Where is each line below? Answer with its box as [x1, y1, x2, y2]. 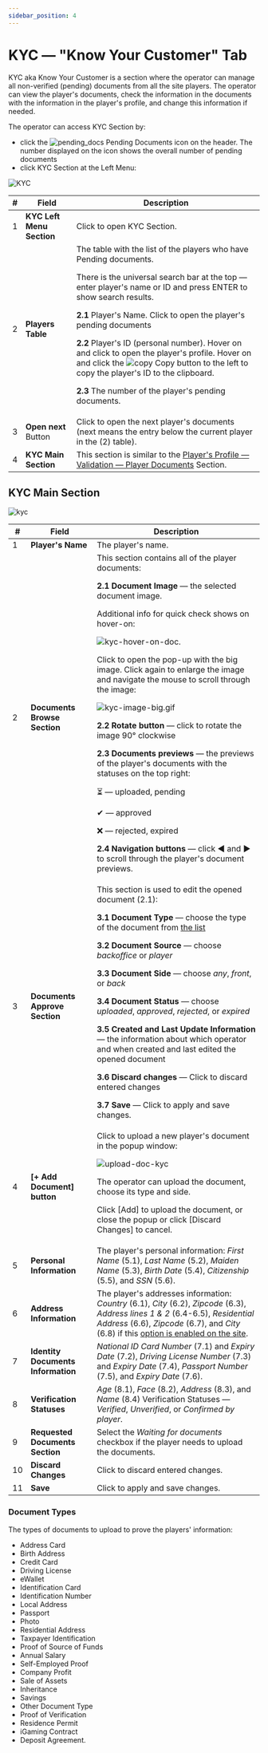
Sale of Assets [19, 1676, 68, 1685]
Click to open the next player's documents [76, 416, 235, 427]
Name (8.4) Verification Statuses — [97, 1394, 231, 1405]
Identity [30, 1346, 61, 1357]
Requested [30, 1427, 73, 1438]
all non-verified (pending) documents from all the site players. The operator [8, 81, 257, 90]
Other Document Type [19, 1701, 93, 1711]
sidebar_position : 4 [8, 11, 77, 20]
